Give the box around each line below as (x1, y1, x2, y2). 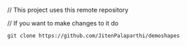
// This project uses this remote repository (7, 6, 129, 14)
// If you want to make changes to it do (7, 19, 119, 27)
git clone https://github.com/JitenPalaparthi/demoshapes (7, 32, 180, 39)
